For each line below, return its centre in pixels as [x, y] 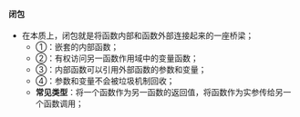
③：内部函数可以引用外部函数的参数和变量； [121, 70]
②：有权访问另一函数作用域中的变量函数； [117, 58]
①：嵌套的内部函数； [77, 47]
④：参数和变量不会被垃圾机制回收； [105, 81]
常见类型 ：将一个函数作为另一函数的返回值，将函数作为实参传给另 [159, 93]
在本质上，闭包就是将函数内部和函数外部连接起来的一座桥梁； [138, 35]
